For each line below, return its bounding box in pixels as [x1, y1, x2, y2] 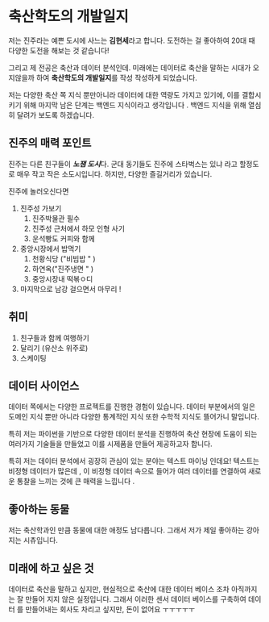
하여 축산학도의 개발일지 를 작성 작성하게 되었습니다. [35, 73, 197, 82]
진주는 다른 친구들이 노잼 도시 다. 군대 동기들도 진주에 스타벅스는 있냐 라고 [8, 159, 238, 169]
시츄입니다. [23, 536, 59, 545]
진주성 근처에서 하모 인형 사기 [31, 223, 125, 233]
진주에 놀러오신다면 [8, 186, 69, 196]
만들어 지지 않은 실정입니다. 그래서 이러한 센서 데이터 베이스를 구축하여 [25, 595, 247, 603]
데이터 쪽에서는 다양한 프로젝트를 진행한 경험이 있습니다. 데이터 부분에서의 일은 [8, 402, 256, 411]
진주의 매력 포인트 [8, 136, 92, 150]
